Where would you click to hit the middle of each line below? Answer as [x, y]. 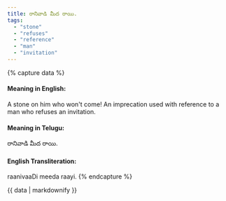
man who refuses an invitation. [51, 112]
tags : [15, 20]
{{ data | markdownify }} [42, 190]
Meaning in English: [37, 89]
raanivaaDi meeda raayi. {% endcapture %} [70, 176]
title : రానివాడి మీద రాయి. [42, 14]
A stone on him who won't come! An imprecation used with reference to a [113, 104]
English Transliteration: [42, 161]
